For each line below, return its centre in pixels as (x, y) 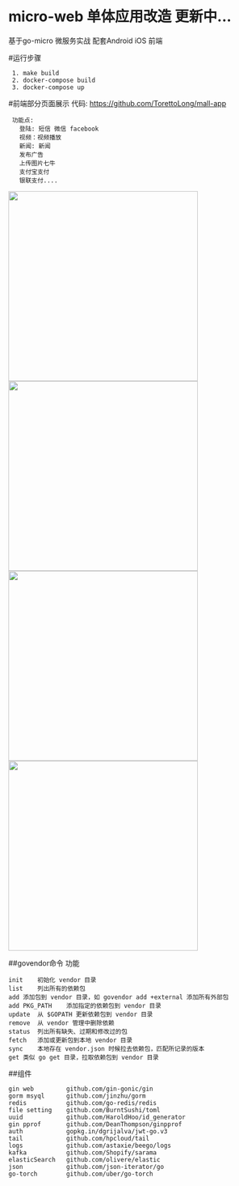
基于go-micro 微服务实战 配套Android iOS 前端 (86, 41)
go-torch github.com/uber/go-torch (81, 1174)
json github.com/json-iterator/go (86, 1167)
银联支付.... (38, 180)
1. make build (36, 73)
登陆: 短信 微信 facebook (59, 129)
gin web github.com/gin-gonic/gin (81, 1089)
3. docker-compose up (48, 87)
